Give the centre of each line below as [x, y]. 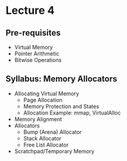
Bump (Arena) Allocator [52, 132]
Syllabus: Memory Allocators [62, 79]
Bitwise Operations [38, 60]
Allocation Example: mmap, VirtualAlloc [72, 113]
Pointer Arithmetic [37, 54]
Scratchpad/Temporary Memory [54, 151]
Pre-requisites [33, 33]
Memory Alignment [38, 119]
